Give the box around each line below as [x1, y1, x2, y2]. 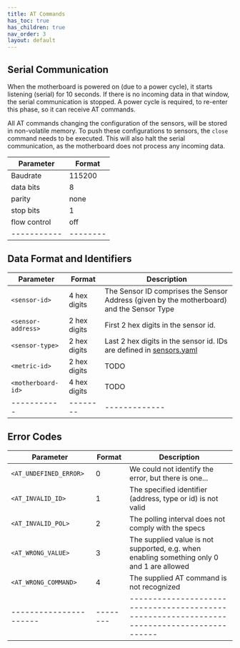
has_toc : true [7, 17, 50, 24]
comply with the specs [129, 522, 206, 532]
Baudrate [11, 171, 42, 181]
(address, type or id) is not [129, 493, 219, 503]
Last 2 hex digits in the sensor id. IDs [104, 336, 229, 346]
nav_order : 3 [7, 30, 46, 38]
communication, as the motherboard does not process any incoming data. [7, 141, 226, 150]
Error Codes [7, 431, 62, 443]
